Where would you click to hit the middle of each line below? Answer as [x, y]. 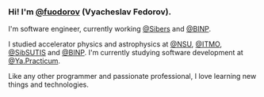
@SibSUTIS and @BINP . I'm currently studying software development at [126, 53]
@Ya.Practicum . [34, 61]
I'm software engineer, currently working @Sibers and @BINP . [110, 29]
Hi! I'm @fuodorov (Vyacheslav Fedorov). [90, 12]
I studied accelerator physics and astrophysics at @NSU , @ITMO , [115, 44]
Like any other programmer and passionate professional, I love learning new [132, 76]
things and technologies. [48, 84]
